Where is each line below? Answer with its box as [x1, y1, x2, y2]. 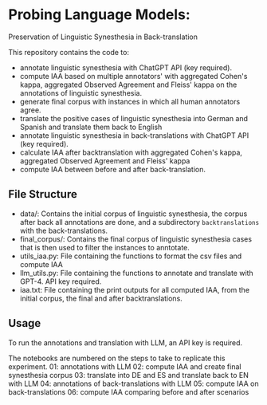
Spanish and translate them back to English [19, 122, 163, 132]
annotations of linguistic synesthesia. [19, 88, 142, 97]
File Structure [8, 187, 77, 201]
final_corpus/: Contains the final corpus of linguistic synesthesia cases [19, 234, 253, 244]
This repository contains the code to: [8, 47, 130, 57]
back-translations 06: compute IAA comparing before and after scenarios [8, 387, 249, 396]
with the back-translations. [19, 226, 108, 235]
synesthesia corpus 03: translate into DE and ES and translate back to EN [8, 370, 249, 379]
